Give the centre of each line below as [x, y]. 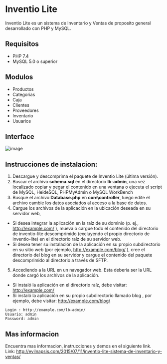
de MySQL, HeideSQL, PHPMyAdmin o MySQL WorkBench [73, 192]
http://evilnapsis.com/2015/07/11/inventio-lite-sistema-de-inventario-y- [89, 351]
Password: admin [22, 319]
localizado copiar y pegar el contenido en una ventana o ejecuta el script [87, 187]
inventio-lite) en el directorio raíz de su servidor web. [67, 239]
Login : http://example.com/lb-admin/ [45, 310]
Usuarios [22, 121]
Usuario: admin [21, 315]
